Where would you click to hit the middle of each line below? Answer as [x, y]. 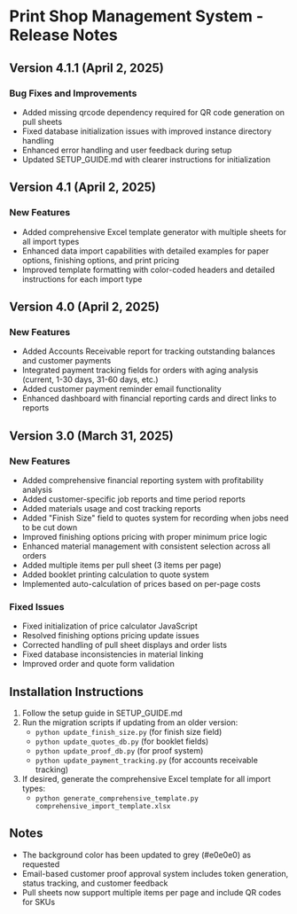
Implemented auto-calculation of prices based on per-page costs [141, 583]
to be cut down [50, 527]
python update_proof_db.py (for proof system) [119, 751]
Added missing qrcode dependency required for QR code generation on [153, 112]
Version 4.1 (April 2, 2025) [83, 187]
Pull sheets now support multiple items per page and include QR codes [152, 892]
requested [41, 864]
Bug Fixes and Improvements [73, 93]
